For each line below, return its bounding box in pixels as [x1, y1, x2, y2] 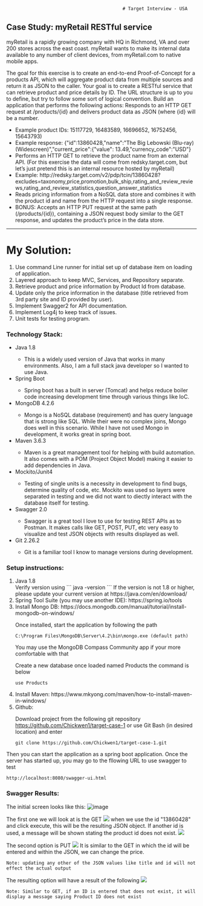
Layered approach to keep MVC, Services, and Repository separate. [14, 276, 185, 283]
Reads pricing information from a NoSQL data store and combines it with [14, 190, 196, 198]
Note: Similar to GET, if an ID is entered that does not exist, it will [6, 888, 196, 894]
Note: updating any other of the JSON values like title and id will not [6, 860, 196, 866]
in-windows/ [14, 697, 47, 705]
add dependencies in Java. [24, 461, 92, 469]
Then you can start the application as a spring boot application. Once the [6, 751, 188, 758]
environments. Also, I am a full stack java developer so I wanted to [24, 362, 189, 369]
